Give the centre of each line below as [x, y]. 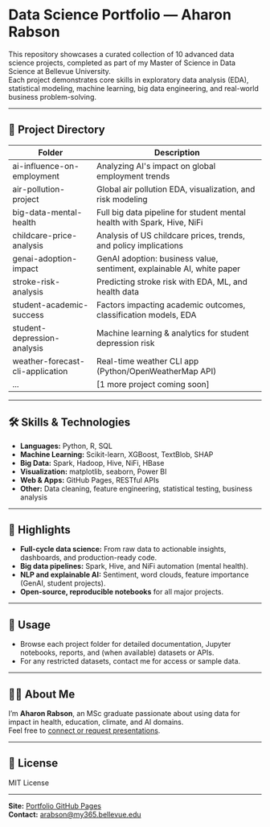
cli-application [40, 371]
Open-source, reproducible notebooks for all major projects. [121, 592]
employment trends [133, 176]
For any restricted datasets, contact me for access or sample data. [130, 661]
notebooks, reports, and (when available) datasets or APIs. [117, 652]
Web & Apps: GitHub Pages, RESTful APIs [89, 479]
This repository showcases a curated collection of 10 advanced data [121, 54]
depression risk [125, 343]
